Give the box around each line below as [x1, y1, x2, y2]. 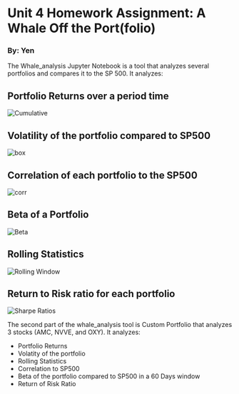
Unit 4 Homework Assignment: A [7, 5, 206, 21]
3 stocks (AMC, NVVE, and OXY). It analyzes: [7, 328, 141, 336]
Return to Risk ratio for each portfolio [7, 287, 176, 300]
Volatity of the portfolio [17, 349, 86, 358]
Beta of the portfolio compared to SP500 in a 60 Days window [17, 372, 200, 380]
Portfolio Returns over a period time [7, 90, 169, 102]
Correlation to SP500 [17, 365, 80, 373]
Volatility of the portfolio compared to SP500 [7, 130, 211, 142]
